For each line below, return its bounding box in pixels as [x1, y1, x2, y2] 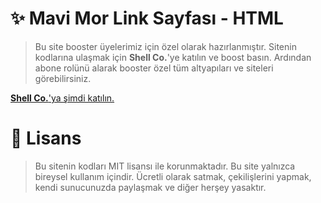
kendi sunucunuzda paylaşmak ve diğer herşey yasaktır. [34, 181, 267, 193]
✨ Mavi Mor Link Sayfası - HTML [10, 7, 284, 30]
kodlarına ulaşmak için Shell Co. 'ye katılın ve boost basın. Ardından [34, 51, 312, 63]
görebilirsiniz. [34, 72, 92, 84]
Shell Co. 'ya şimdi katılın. [10, 92, 115, 104]
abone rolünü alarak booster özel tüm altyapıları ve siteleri [34, 62, 274, 74]
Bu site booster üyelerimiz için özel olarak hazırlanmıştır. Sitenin [34, 40, 297, 52]
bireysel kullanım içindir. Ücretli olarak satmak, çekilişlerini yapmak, [34, 170, 312, 182]
